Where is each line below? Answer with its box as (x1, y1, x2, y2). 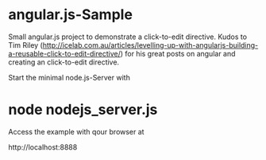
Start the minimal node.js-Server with (8, 72, 131, 82)
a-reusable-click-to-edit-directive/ (8, 49, 121, 58)
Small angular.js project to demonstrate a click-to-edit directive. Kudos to (8, 32, 248, 41)
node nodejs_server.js (8, 101, 158, 119)
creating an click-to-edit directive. (8, 57, 120, 67)
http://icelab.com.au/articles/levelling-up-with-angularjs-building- (42, 40, 259, 49)
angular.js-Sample (8, 6, 133, 24)
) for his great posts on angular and (120, 49, 236, 58)
